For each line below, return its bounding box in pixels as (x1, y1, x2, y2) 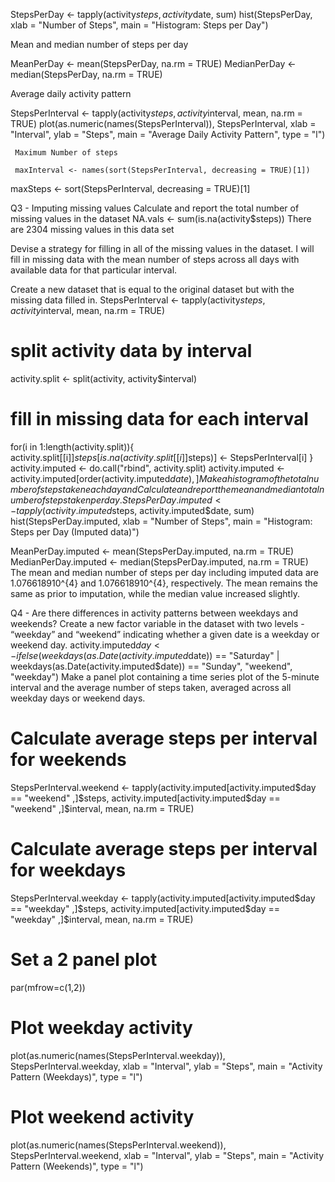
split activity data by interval (10, 340, 253, 363)
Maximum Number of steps (14, 148, 118, 158)
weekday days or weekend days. (10, 692, 146, 704)
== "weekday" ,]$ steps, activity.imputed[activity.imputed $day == (10, 902, 280, 914)
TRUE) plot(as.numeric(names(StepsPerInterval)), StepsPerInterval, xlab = (10, 118, 317, 129)
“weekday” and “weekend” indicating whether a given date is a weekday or (10, 628, 320, 640)
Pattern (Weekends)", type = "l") (10, 1160, 144, 1172)
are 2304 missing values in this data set (10, 224, 175, 235)
